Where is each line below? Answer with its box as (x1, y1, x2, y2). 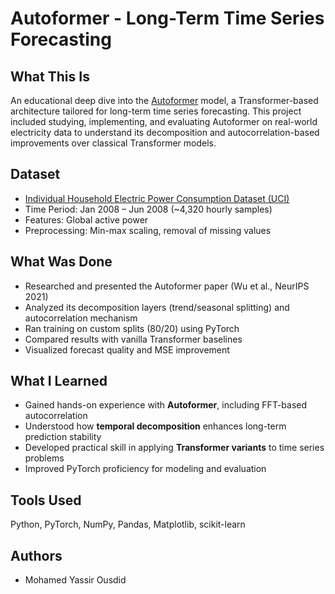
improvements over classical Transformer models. (10, 137, 217, 149)
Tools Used (10, 492, 82, 509)
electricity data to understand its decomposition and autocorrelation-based (10, 127, 320, 138)
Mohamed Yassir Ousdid (24, 574, 127, 586)
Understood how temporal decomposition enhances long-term (24, 420, 287, 432)
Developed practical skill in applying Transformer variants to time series (24, 442, 325, 454)
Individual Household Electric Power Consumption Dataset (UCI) (24, 192, 290, 204)
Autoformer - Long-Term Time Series (10, 7, 325, 30)
